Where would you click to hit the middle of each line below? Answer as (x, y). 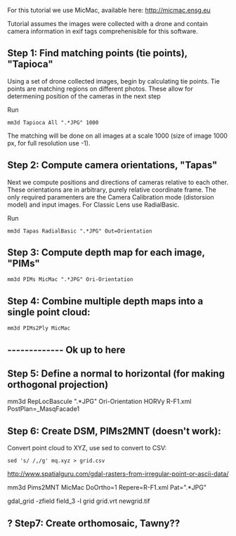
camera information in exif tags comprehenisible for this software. (103, 31)
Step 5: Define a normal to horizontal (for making (116, 374)
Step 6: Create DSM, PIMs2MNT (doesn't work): (114, 431)
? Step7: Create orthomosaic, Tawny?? (94, 523)
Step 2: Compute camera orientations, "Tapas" (112, 165)
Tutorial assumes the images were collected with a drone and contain (108, 24)
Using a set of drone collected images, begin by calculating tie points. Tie (113, 81)
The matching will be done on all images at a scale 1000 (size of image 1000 (118, 136)
